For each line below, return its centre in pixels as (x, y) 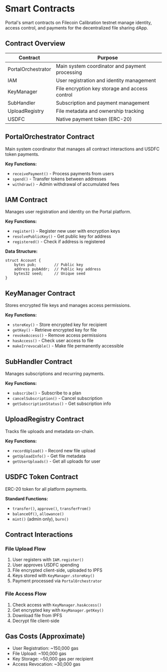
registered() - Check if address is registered (59, 242)
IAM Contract (26, 199)
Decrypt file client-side (36, 621)
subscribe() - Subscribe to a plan (47, 393)
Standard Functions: (27, 499)
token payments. (22, 154)
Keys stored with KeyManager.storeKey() (53, 576)
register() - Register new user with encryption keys (66, 231)
